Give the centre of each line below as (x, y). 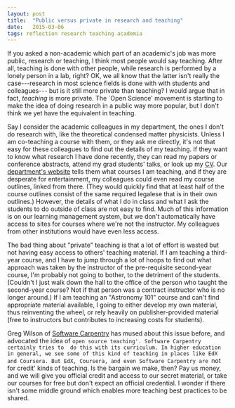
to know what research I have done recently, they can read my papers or (112, 157)
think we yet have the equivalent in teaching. (72, 113)
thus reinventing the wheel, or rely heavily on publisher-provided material (113, 312)
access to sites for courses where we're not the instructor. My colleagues (113, 224)
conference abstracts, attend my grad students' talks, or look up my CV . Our (117, 164)
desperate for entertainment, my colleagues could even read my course (111, 179)
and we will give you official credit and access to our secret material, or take (117, 376)
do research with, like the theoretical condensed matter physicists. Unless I (116, 134)
